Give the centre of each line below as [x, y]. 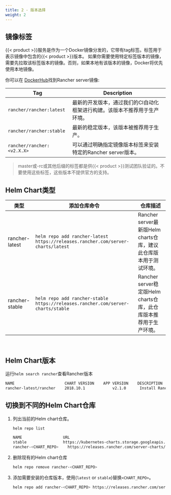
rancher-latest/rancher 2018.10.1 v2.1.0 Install [81, 388]
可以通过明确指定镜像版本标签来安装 [116, 145]
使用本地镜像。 [21, 69]
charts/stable [52, 309]
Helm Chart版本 [31, 360]
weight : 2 [16, 15]
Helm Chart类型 [31, 190]
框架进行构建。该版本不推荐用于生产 [116, 110]
